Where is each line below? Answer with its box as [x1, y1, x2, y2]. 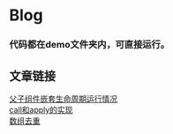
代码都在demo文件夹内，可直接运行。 [9, 39, 170, 51]
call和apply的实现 [9, 104, 73, 115]
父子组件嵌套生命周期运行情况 [9, 93, 117, 104]
